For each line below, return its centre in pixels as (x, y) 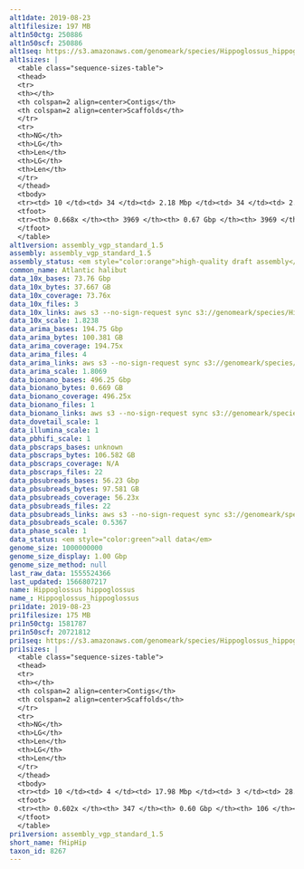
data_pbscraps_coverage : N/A (64, 464)
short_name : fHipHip (48, 843)
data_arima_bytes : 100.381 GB (66, 338)
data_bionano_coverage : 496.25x (70, 396)
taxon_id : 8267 (38, 851)
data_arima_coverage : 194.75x (66, 346)
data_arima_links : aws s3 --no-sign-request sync (105, 363)
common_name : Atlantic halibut (68, 271)
